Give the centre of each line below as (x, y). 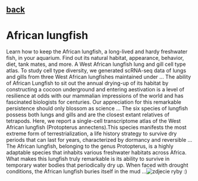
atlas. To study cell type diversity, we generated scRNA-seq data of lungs (96, 71)
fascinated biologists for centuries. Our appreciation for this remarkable (94, 102)
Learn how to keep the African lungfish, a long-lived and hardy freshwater (97, 52)
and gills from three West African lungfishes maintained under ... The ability (99, 77)
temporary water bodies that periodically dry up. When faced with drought (97, 165)
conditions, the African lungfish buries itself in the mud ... (76, 172)
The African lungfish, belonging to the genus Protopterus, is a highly (90, 146)
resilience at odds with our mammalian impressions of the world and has (95, 96)
